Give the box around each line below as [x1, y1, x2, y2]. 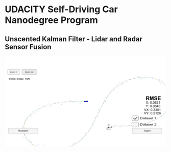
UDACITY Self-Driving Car [5, 4, 118, 15]
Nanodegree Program [5, 14, 98, 26]
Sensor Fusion [5, 42, 52, 51]
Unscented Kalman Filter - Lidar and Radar [5, 35, 142, 43]
